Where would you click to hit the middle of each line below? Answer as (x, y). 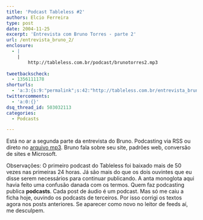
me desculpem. (26, 211)
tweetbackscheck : (28, 74)
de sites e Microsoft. (32, 154)
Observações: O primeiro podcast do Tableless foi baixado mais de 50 (94, 166)
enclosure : (20, 46)
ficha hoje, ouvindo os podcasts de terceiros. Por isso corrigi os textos (94, 198)
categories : (21, 113)
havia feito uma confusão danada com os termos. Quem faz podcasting (95, 185)
